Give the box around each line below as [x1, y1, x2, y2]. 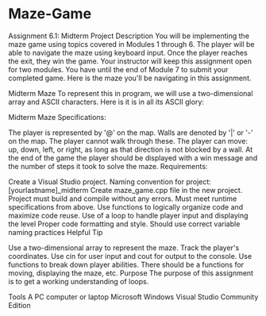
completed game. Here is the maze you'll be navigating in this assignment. [8, 73, 252, 83]
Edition [8, 300, 32, 310]
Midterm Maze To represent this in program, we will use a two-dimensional [8, 88, 253, 98]
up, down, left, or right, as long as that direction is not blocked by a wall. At [8, 145, 253, 154]
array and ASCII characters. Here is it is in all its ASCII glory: [8, 97, 205, 106]
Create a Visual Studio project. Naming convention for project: [8, 176, 212, 187]
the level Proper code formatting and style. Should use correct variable [8, 219, 241, 229]
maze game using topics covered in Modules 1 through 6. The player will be [8, 39, 255, 48]
